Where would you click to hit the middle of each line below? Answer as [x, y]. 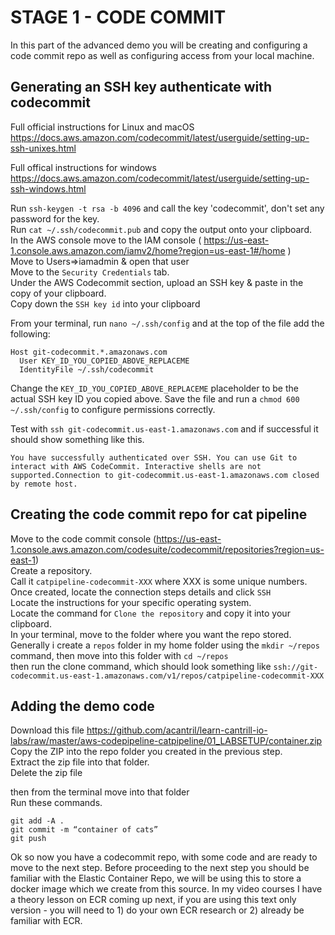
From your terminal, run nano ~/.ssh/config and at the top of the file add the [167, 323]
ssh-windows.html [48, 188]
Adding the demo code [82, 706]
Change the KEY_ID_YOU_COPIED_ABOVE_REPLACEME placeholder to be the [154, 388]
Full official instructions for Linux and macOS [102, 127]
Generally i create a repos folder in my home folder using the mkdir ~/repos [165, 645]
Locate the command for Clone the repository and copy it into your [150, 613]
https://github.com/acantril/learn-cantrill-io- [177, 730]
